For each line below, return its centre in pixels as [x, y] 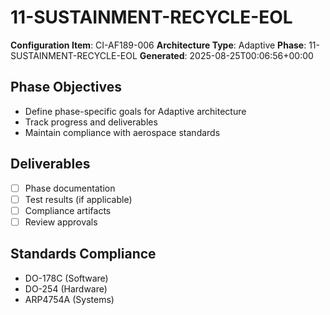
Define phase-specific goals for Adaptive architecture [135, 111]
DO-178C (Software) [66, 278]
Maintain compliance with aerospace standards [122, 132]
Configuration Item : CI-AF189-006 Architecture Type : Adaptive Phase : [158, 45]
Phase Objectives [66, 87]
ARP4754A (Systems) [69, 299]
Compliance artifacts [68, 210]
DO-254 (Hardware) [66, 288]
